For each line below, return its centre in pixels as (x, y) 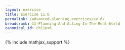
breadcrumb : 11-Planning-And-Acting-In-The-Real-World (63, 24)
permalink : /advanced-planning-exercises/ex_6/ (55, 19)
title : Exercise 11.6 (27, 14)
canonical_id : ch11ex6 (28, 28)
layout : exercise (23, 10)
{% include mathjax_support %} (38, 42)
